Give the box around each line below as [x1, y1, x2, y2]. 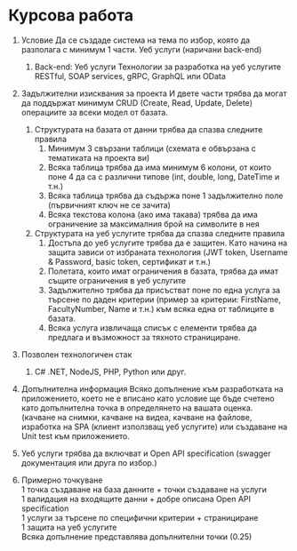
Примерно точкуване [20, 475, 103, 485]
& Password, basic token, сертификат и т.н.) [47, 256, 211, 267]
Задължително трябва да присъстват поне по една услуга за [47, 284, 281, 295]
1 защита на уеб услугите [20, 522, 117, 532]
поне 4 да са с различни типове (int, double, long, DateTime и [47, 171, 280, 182]
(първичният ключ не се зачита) [47, 199, 171, 210]
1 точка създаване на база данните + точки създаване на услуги [20, 483, 268, 494]
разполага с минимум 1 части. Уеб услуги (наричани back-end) [20, 44, 262, 54]
